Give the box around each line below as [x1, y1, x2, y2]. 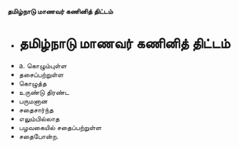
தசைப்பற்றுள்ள [18, 70, 64, 79]
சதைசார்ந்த [18, 105, 54, 114]
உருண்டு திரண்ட [18, 87, 70, 96]
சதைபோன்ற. [18, 131, 60, 140]
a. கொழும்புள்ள [18, 60, 67, 70]
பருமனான [18, 96, 48, 105]
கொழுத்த [18, 78, 48, 88]
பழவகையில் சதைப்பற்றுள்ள [18, 122, 102, 132]
